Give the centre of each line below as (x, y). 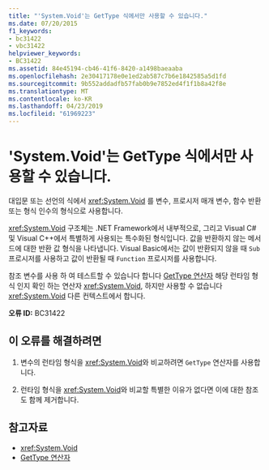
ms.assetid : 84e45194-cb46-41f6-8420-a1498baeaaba (96, 69)
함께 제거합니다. (54, 399)
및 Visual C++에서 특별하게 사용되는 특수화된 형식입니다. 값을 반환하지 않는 (127, 238)
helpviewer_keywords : (45, 53)
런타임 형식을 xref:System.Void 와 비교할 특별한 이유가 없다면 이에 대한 (132, 389)
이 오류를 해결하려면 (55, 341)
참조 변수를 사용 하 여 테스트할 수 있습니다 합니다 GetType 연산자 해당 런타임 (129, 276)
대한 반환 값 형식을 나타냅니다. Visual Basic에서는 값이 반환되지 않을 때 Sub (142, 248)
